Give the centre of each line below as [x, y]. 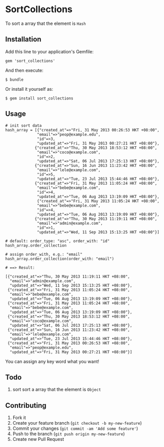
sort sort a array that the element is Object [57, 390]
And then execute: [24, 70]
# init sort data [24, 125]
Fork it [19, 418]
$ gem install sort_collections [39, 98]
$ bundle [14, 80]
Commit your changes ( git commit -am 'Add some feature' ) [75, 428]
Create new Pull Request [38, 439]
